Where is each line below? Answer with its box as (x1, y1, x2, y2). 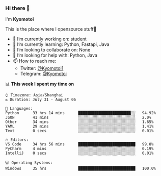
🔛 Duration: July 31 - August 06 (5, 97, 76, 103)
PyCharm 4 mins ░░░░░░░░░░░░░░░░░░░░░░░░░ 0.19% (5, 146, 154, 152)
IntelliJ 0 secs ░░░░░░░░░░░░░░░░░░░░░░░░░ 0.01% (5, 150, 154, 156)
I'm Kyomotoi (5, 16, 34, 22)
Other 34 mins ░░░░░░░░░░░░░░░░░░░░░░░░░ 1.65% (5, 119, 154, 124)
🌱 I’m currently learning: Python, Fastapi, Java (12, 41, 110, 47)
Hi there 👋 (5, 5, 31, 12)
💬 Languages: (5, 106, 33, 111)
